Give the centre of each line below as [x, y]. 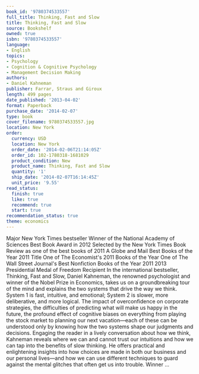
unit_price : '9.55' [36, 183]
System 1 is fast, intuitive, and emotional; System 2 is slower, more [87, 295]
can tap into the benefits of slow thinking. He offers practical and [86, 346]
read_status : [22, 188]
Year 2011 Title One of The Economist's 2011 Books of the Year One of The [97, 257]
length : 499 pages [29, 94]
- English [18, 50]
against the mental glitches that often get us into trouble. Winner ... [88, 364]
